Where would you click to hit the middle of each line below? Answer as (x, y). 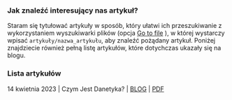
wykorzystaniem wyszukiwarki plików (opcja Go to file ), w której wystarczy (116, 33)
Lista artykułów (34, 73)
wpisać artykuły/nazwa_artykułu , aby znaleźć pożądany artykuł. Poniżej (111, 41)
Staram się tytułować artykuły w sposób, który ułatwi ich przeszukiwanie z (115, 26)
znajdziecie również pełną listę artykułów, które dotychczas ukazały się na (114, 48)
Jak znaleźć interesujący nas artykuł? (73, 10)
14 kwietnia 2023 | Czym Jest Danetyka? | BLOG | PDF (86, 89)
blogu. (16, 55)
